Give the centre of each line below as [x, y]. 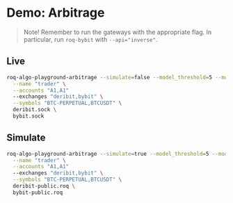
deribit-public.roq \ [44, 186]
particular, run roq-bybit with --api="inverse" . [90, 39]
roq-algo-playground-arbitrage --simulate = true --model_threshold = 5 [108, 154]
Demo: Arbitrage [56, 13]
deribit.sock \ [35, 110]
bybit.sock [29, 116]
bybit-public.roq [38, 193]
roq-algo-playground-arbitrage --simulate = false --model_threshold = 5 [110, 77]
